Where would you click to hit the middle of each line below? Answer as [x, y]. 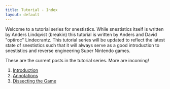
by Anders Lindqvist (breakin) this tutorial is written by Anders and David [81, 34]
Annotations [25, 75]
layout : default [22, 15]
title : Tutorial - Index [31, 10]
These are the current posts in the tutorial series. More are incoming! [77, 60]
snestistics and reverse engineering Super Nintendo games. [68, 51]
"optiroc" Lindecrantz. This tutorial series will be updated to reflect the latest [85, 40]
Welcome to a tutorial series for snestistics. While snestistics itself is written [84, 29]
